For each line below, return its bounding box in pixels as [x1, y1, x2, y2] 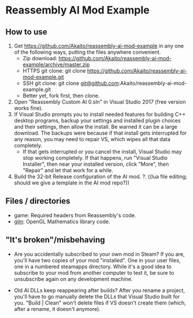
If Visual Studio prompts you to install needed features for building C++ [13, 111, 186, 118]
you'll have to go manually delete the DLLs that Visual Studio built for [13, 293, 180, 300]
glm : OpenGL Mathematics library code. [13, 218, 111, 225]
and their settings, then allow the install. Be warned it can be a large [13, 124, 178, 130]
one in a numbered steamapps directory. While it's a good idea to [13, 263, 172, 270]
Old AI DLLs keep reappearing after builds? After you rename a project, [13, 286, 185, 293]
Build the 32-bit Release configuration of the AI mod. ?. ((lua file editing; [13, 173, 188, 180]
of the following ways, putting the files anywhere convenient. [13, 49, 161, 56]
